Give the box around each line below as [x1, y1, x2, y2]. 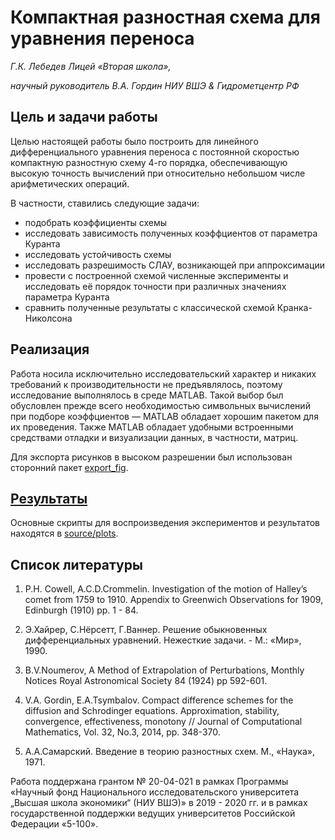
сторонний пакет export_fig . [10, 461, 129, 473]
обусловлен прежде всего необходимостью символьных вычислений [10, 399, 311, 411]
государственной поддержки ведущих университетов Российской [10, 807, 296, 820]
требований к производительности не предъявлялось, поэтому [10, 378, 283, 390]
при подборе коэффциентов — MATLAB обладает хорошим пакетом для [10, 410, 319, 422]
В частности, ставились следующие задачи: [10, 197, 200, 209]
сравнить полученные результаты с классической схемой [24, 301, 275, 313]
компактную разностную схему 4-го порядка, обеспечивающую [10, 156, 288, 168]
